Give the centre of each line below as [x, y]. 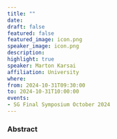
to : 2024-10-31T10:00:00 [43, 92]
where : [17, 79]
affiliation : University [43, 72]
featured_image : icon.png [45, 40]
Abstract [23, 129]
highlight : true [31, 59]
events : [18, 98]
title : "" [22, 14]
